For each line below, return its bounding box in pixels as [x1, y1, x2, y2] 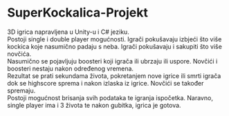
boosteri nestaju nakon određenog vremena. [7, 64, 134, 72]
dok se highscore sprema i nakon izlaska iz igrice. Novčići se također [7, 79, 204, 87]
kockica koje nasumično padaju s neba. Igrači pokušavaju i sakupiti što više [7, 42, 223, 50]
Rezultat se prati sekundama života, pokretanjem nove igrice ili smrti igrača [7, 71, 221, 80]
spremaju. [7, 86, 36, 95]
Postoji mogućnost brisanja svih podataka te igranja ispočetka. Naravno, [7, 93, 213, 101]
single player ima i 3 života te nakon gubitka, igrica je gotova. [7, 101, 181, 109]
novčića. [7, 50, 32, 58]
